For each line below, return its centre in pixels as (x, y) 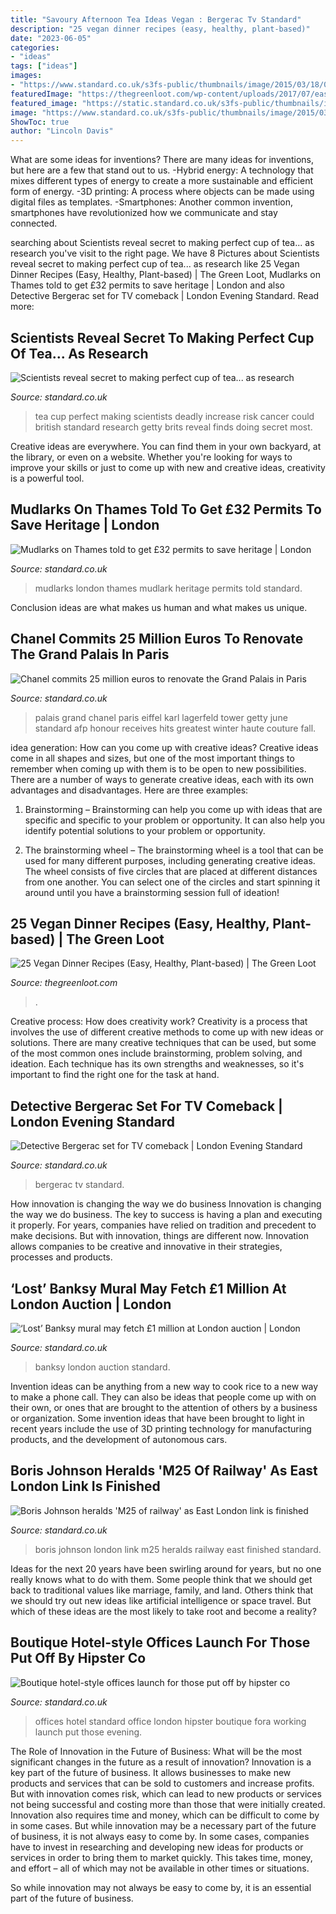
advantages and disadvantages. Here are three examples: (129, 790)
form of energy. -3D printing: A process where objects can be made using (162, 192)
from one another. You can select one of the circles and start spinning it (172, 882)
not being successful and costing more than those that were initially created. (168, 1804)
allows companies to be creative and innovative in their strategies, (146, 1247)
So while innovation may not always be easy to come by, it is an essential (161, 1887)
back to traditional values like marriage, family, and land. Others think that (162, 1590)
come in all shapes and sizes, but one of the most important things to (152, 758)
